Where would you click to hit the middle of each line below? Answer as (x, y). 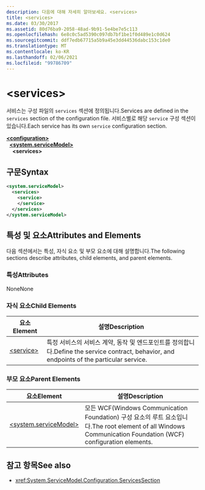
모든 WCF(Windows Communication (136, 408)
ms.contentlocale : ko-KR (38, 52)
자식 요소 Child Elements (41, 306)
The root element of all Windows (138, 427)
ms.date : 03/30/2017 (33, 23)
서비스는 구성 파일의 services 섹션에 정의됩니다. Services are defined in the (98, 111)
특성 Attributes (27, 275)
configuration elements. (119, 442)
